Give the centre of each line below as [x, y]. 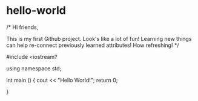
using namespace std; [34, 68]
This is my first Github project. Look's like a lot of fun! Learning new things [99, 38]
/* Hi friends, [22, 27]
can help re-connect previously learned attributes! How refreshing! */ [93, 45]
